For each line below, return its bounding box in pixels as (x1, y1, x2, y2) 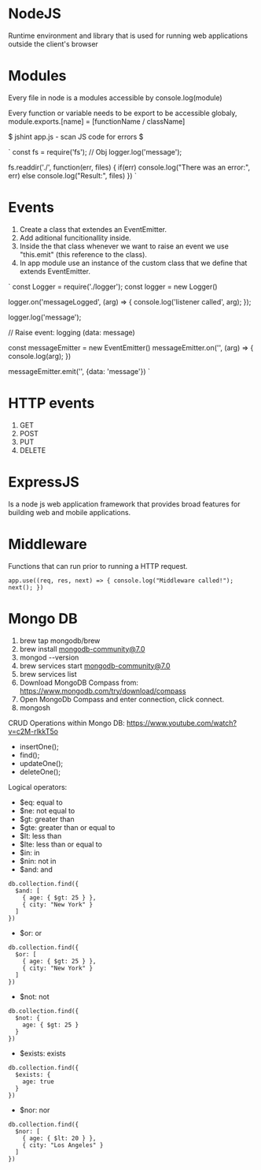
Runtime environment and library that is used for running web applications (8, 31, 248, 40)
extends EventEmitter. (19, 266, 91, 276)
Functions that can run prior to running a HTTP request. (8, 561, 188, 570)
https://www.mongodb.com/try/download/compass (19, 686, 186, 695)
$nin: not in (19, 856, 57, 865)
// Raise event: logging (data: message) (8, 327, 135, 337)
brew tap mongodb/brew (19, 636, 101, 645)
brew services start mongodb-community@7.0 (19, 660, 171, 671)
